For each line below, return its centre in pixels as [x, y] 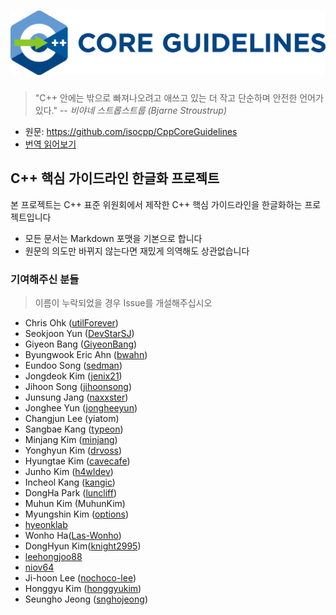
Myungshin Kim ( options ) [77, 514]
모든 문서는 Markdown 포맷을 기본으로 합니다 [113, 238]
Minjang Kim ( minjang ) [71, 439]
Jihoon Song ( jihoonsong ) [78, 386]
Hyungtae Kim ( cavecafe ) [77, 461]
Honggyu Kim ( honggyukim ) [83, 588]
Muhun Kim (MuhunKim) [75, 503]
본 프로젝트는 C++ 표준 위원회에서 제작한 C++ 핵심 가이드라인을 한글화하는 [156, 204]
